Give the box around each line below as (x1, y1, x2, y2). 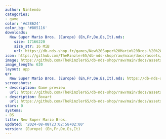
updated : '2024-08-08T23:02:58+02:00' (5, 122, 85, 127)
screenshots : (5, 80, 32, 85)
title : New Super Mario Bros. (5, 117, 68, 122)
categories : (5, 12, 30, 17)
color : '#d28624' (5, 21, 41, 26)
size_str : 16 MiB (14, 44, 50, 49)
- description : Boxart (5, 94, 52, 99)
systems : (5, 108, 23, 113)
